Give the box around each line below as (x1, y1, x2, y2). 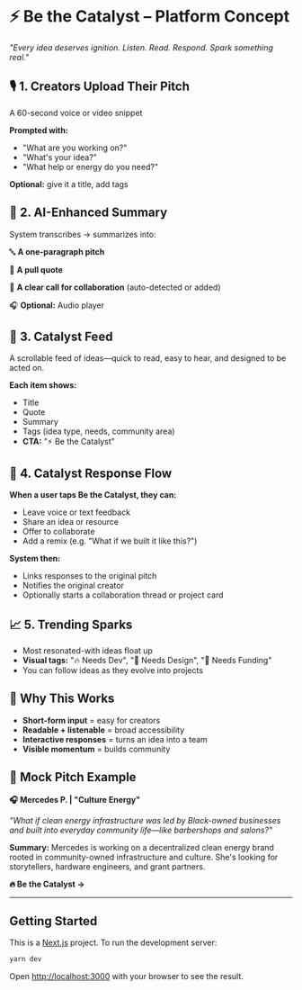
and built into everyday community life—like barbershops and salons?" (9, 824, 272, 835)
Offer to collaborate (22, 526, 95, 537)
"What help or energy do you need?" (22, 161, 159, 172)
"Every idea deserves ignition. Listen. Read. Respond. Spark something (9, 41, 274, 53)
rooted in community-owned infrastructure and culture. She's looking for (9, 851, 279, 862)
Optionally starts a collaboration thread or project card (22, 589, 224, 600)
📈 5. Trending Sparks (9, 616, 133, 632)
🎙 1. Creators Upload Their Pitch (9, 79, 191, 94)
